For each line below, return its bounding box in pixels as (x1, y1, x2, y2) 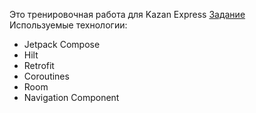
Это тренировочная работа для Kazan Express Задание (9, 9, 246, 20)
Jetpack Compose (23, 39, 101, 50)
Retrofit (23, 60, 55, 71)
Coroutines (23, 70, 70, 82)
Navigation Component (23, 92, 120, 103)
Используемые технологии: (9, 19, 128, 31)
